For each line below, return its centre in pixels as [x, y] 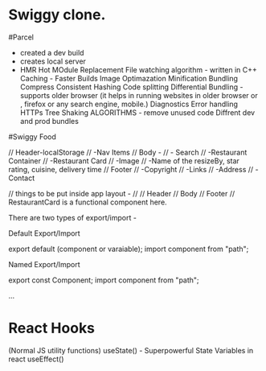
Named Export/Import [44, 264]
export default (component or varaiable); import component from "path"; [129, 249]
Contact [21, 178]
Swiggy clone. [57, 15]
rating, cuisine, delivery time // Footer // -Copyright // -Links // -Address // [131, 169]
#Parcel [21, 37]
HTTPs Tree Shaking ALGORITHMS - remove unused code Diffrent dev [137, 112]
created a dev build [52, 52]
